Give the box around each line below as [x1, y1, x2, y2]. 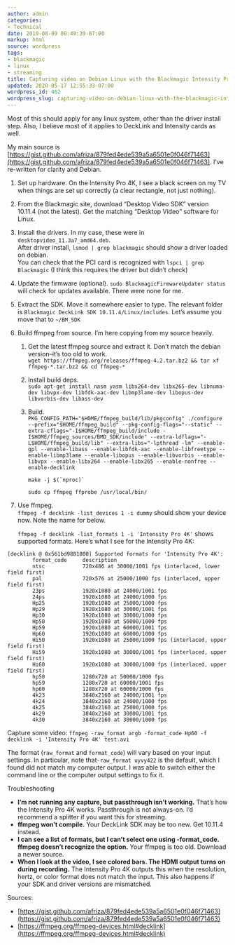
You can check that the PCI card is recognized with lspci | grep [17, 258, 205, 267]
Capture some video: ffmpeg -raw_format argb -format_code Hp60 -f [7, 729, 208, 737]
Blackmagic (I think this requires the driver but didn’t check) [17, 266, 188, 274]
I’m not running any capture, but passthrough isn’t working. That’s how [17, 798, 228, 806]
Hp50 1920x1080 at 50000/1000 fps [32, 618, 168, 625]
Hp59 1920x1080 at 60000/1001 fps [32, 624, 168, 631]
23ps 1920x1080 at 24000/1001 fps [32, 587, 168, 594]
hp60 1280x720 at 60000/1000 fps [32, 685, 164, 692]
